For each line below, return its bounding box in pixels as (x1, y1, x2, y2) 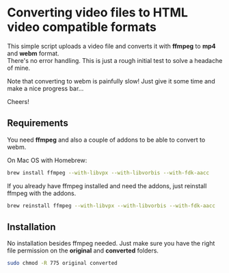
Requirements (7, 118, 68, 129)
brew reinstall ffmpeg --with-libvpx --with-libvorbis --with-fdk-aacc (7, 202, 215, 209)
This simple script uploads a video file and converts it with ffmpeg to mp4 (7, 42, 216, 50)
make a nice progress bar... (7, 84, 84, 92)
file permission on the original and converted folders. (7, 246, 159, 255)
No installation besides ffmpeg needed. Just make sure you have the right (7, 239, 215, 248)
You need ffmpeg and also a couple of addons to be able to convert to (7, 135, 206, 144)
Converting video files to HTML (7, 5, 188, 21)
